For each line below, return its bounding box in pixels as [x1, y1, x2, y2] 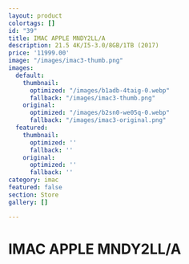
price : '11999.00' [8, 49, 70, 57]
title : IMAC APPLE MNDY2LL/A [8, 34, 106, 43]
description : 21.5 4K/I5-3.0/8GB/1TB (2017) [8, 42, 159, 50]
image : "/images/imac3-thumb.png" [8, 57, 124, 65]
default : [15, 71, 45, 79]
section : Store [8, 190, 59, 199]
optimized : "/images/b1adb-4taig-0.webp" [29, 86, 171, 95]
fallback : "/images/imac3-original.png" [29, 116, 167, 124]
